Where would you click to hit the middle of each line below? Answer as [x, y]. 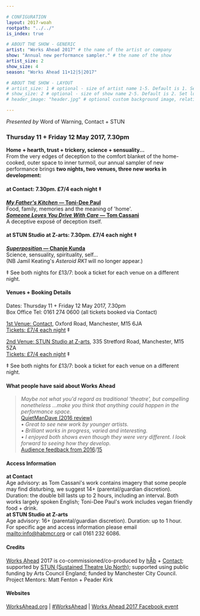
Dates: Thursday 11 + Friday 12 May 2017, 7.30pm [66, 305]
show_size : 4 [22, 66]
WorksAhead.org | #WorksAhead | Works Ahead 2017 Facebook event [92, 606]
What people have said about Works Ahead [61, 386]
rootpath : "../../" [30, 28]
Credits [15, 547]
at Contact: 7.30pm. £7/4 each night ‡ [54, 189]
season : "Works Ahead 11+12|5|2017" [51, 72]
